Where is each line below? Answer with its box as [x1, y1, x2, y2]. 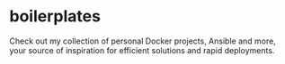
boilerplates [9, 6, 102, 27]
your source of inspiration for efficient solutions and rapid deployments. [9, 44, 275, 55]
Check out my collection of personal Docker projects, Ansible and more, [9, 36, 276, 46]
